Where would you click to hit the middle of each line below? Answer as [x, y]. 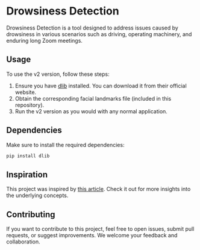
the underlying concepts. [37, 195]
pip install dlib [28, 156]
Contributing [31, 214]
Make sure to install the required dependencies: [65, 145]
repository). [30, 105]
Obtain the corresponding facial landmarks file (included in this [93, 98]
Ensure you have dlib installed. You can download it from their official [101, 86]
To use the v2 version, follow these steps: [58, 74]
